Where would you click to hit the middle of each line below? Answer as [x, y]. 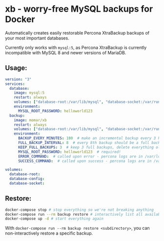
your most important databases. [37, 38]
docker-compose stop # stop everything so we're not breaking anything [79, 210]
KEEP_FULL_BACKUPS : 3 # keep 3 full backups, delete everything [86, 147]
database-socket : [27, 183]
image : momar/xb [31, 120]
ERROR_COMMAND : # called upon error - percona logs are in [80, 156]
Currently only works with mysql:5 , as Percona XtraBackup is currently [76, 47]
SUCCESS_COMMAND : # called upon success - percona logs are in [85, 161]
